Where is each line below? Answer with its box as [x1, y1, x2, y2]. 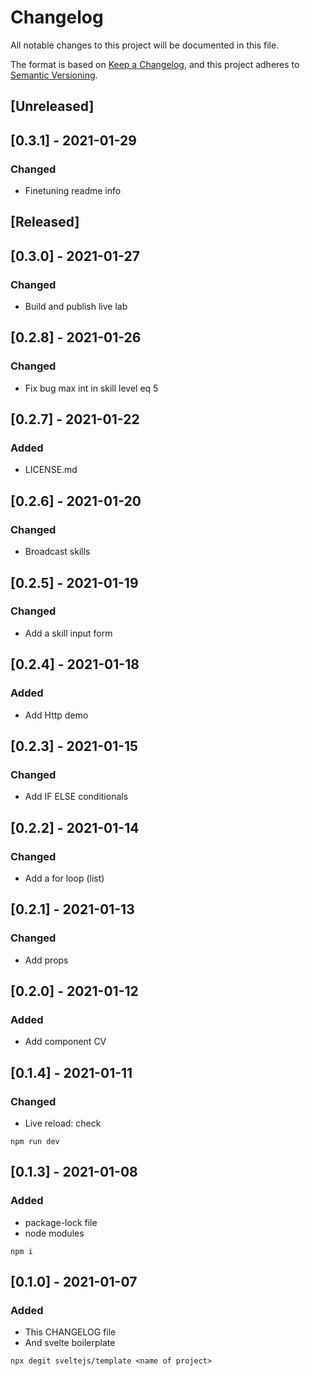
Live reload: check [24, 1117, 102, 1129]
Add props [24, 954, 69, 966]
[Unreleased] [10, 98, 95, 115]
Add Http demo [24, 709, 89, 721]
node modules [24, 1227, 85, 1239]
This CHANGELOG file [24, 1326, 117, 1338]
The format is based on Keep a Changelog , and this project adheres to [10, 58, 300, 70]
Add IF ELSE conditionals [24, 791, 129, 803]
